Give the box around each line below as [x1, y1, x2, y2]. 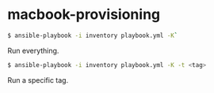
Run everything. [7, 46, 59, 55]
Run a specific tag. [7, 75, 69, 84]
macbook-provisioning [7, 6, 160, 24]
